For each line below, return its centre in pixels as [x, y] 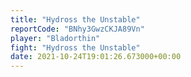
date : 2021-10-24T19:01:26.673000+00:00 [96, 57]
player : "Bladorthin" [55, 38]
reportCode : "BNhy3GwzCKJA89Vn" [77, 29]
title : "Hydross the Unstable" [75, 19]
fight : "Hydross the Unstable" [75, 47]
